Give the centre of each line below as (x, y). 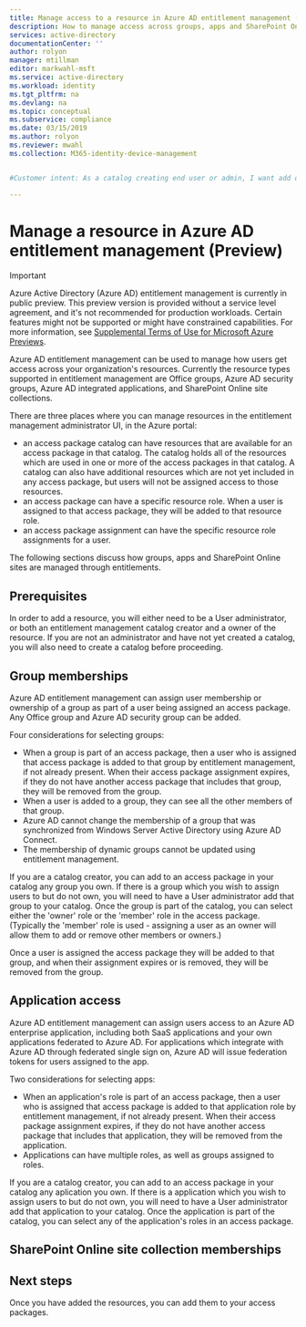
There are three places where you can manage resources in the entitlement (151, 416)
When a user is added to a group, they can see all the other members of (158, 801)
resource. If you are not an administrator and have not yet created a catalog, (153, 638)
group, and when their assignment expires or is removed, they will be (139, 962)
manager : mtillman (44, 60)
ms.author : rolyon (44, 137)
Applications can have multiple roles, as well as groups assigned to (148, 1155)
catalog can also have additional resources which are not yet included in (158, 472)
